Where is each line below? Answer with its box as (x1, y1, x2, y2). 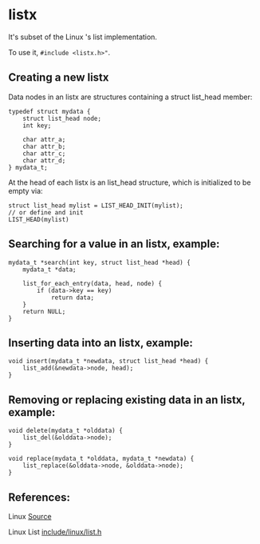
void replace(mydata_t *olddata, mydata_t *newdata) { (8, 454, 195, 463)
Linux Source (8, 512, 52, 521)
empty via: (8, 186, 43, 195)
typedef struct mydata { (8, 107, 91, 115)
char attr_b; (22, 142, 66, 150)
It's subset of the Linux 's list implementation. (8, 32, 158, 42)
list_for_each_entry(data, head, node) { (22, 279, 162, 287)
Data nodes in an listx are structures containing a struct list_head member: (8, 92, 253, 102)
